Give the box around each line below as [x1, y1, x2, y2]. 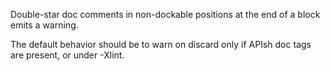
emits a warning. [10, 19, 79, 31]
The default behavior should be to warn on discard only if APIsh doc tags [10, 39, 312, 50]
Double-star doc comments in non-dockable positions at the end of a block [10, 9, 321, 20]
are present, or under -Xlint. [10, 49, 125, 61]
